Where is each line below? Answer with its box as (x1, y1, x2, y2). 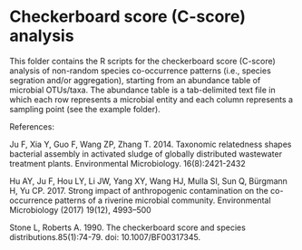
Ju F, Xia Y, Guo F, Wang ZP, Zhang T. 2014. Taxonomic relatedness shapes (9, 139, 292, 149)
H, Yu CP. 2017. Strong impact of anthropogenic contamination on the (9, 185, 269, 196)
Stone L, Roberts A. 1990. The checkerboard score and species (9, 222, 247, 233)
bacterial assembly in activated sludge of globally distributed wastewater (9, 148, 283, 159)
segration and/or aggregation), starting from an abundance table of (9, 74, 261, 85)
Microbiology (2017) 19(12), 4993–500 (9, 204, 151, 215)
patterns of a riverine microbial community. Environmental (54, 195, 271, 206)
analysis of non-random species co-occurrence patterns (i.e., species (9, 65, 272, 76)
